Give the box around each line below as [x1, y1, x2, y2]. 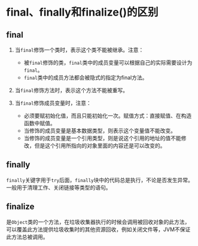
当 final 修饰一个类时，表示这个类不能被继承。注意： [14, 46, 144, 53]
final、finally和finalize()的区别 [6, 5, 159, 19]
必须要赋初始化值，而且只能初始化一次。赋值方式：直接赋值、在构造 [23, 112, 192, 119]
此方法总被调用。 [6, 233, 48, 240]
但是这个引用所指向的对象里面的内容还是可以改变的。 [34, 142, 166, 149]
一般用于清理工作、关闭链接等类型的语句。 [6, 184, 111, 191]
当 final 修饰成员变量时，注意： [14, 99, 92, 107]
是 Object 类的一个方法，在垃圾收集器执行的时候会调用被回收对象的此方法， [6, 218, 190, 225]
